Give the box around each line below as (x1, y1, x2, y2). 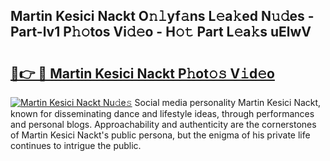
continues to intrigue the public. (10, 140, 142, 151)
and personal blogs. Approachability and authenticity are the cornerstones (10, 119, 317, 130)
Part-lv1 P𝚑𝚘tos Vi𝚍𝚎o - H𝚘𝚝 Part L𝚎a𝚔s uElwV (10, 24, 312, 41)
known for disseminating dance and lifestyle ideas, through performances (10, 108, 315, 119)
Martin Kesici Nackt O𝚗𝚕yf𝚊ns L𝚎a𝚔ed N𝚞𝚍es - (10, 8, 315, 25)
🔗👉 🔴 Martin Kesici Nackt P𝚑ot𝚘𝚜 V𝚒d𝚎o (10, 65, 275, 82)
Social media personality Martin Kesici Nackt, (134, 97, 322, 108)
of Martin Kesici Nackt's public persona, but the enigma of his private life (10, 129, 311, 141)
